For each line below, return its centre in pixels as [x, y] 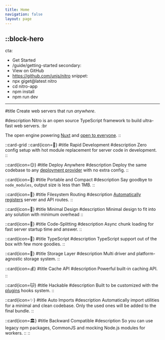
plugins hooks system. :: [30, 291]
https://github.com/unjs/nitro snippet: [50, 76]
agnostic [14, 259]
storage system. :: [42, 259]
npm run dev [25, 97]
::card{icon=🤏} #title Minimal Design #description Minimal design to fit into [81, 209]
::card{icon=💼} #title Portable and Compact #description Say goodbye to [79, 180]
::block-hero [25, 39]
